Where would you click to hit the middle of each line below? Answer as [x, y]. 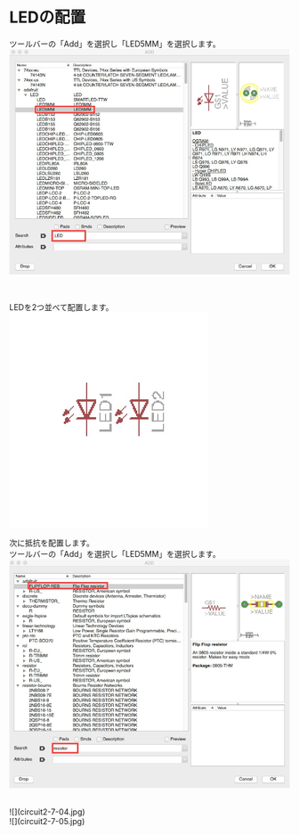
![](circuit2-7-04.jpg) [48, 812]
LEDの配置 [48, 17]
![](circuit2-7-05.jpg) [47, 821]
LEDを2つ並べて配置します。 [61, 307]
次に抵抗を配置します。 [52, 543]
